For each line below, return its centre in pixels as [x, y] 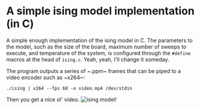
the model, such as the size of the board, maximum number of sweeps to [96, 47]
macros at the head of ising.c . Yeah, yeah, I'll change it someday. [88, 59]
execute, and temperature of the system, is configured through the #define [99, 53]
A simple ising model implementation [100, 11]
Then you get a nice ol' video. [43, 99]
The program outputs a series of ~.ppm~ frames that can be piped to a [94, 71]
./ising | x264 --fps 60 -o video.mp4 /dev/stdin [69, 88]
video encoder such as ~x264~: [46, 77]
